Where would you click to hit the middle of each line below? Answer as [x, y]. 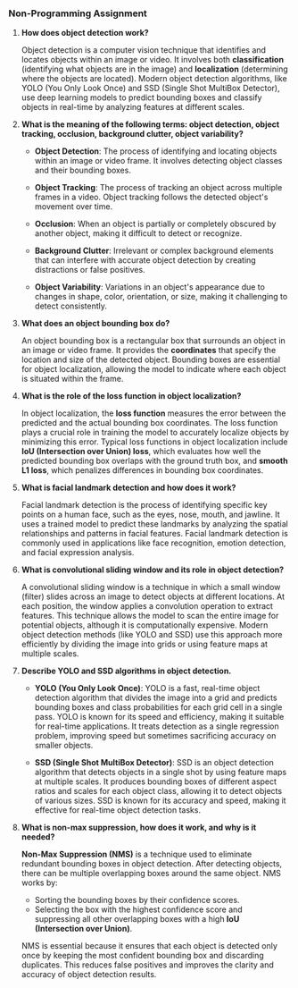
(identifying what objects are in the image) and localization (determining [154, 69]
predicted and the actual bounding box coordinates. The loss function [149, 423]
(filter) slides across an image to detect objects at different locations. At [153, 596]
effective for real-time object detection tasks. [118, 810]
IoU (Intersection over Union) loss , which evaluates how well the [141, 452]
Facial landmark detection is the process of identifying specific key [145, 505]
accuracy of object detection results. [89, 975]
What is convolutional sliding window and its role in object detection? [153, 570]
